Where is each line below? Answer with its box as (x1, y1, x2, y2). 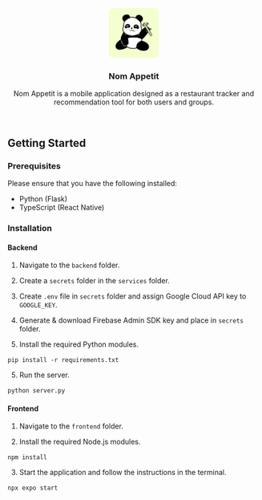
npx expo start (7, 484, 58, 492)
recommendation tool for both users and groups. (54, 97, 214, 107)
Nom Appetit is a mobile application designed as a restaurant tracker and (13, 89, 255, 99)
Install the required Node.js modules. (18, 437, 141, 447)
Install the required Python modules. (18, 339, 139, 349)
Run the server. (18, 370, 70, 380)
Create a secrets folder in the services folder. (18, 276, 170, 286)
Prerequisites (7, 160, 61, 171)
